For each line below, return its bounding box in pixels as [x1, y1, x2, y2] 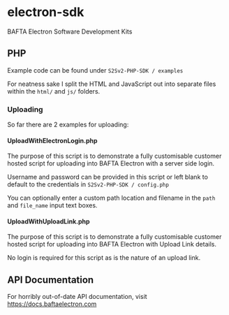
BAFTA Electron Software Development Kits [7, 27, 133, 36]
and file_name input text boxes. [7, 201, 98, 210]
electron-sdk [7, 4, 84, 20]
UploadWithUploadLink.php [7, 217, 90, 226]
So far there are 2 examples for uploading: [7, 120, 129, 129]
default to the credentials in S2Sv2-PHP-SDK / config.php [7, 180, 170, 189]
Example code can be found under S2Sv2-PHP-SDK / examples [7, 66, 184, 74]
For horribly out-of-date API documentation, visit [7, 293, 148, 301]
